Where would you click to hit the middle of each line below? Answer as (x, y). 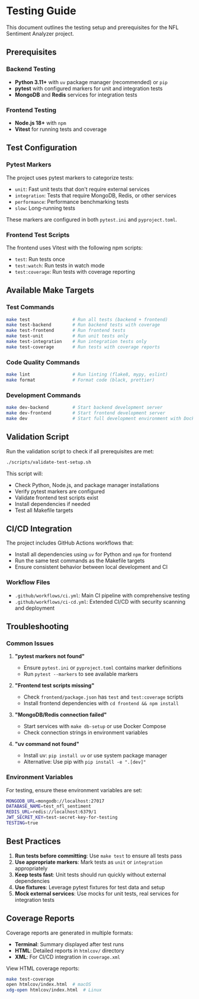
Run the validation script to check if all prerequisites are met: (80, 451)
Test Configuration (42, 148)
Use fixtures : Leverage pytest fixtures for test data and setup (90, 887)
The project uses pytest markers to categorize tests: (70, 177)
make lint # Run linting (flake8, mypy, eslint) (87, 374)
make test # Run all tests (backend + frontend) (87, 319)
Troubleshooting (38, 627)
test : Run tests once (40, 259)
